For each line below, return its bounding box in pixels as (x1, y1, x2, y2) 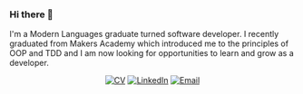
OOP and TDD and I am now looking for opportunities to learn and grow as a (9, 48, 295, 59)
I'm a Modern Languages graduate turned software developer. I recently (9, 29, 279, 40)
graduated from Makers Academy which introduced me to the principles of (9, 38, 288, 49)
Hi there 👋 (9, 8, 54, 21)
